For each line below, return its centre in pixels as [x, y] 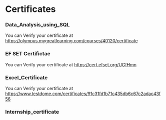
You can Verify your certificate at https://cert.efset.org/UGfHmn [71, 64]
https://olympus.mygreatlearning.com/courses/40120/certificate [71, 41]
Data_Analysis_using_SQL [37, 25]
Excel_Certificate [26, 77]
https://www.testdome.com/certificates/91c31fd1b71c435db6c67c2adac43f [83, 94]
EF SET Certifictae [28, 54]
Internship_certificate [32, 112]
